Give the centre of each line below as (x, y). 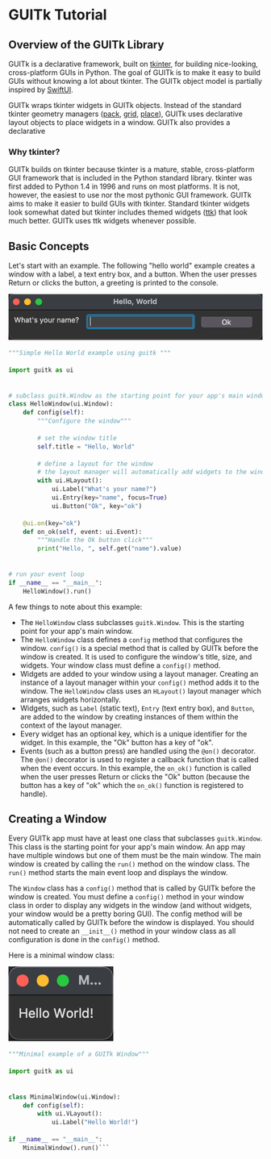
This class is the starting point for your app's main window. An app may (127, 847)
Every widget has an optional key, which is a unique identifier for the (133, 734)
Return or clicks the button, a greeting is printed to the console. (114, 283)
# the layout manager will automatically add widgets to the (142, 472)
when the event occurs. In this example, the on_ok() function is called (135, 768)
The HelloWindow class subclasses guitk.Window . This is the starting (132, 622)
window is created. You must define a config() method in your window (126, 897)
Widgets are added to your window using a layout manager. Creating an (139, 673)
